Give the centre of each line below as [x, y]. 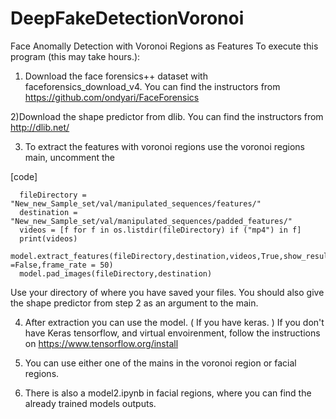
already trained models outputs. [90, 403]
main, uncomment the [69, 157]
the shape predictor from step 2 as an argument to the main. [134, 303]
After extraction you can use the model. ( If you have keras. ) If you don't [174, 322]
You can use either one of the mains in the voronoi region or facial [160, 363]
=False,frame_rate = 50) [62, 265]
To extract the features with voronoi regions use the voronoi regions [164, 146]
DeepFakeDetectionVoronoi [127, 18]
